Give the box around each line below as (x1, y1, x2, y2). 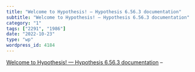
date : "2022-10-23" (6, 31, 55, 37)
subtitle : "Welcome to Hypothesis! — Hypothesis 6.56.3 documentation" (6, 14, 190, 20)
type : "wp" (6, 37, 34, 43)
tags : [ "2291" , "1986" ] (6, 25, 66, 32)
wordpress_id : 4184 (6, 43, 55, 49)
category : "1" (6, 20, 42, 26)
